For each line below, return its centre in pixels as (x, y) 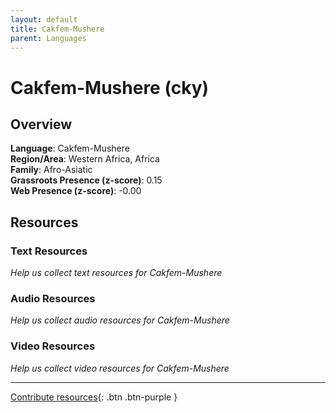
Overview (41, 124)
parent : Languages (48, 38)
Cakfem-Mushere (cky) (110, 87)
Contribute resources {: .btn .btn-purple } (94, 397)
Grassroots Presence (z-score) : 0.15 (86, 180)
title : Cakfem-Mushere (57, 29)
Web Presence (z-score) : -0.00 (76, 191)
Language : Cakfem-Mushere (70, 148)
